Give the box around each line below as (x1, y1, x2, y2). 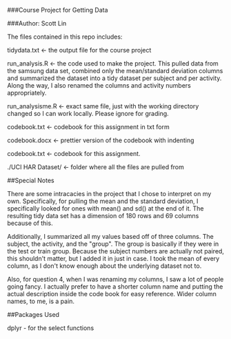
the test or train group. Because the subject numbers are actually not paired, (7, 247, 224, 255)
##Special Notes (7, 176, 54, 184)
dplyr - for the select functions (7, 324, 94, 332)
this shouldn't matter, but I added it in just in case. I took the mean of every (7, 255, 220, 262)
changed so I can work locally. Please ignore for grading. (7, 110, 169, 117)
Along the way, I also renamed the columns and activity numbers (7, 81, 191, 89)
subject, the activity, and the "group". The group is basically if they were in (7, 240, 219, 248)
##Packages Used (7, 311, 60, 318)
